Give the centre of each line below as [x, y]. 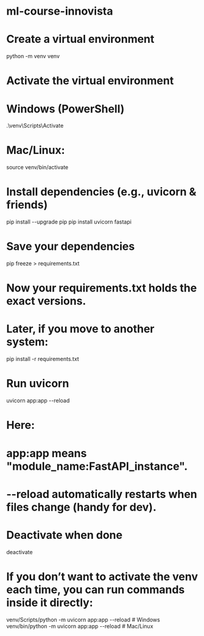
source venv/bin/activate [37, 167]
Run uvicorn [38, 384]
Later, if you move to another [80, 329]
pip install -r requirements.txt [43, 359]
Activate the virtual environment [90, 81]
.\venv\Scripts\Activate [35, 126]
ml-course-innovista [60, 11]
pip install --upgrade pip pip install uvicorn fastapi [69, 222]
